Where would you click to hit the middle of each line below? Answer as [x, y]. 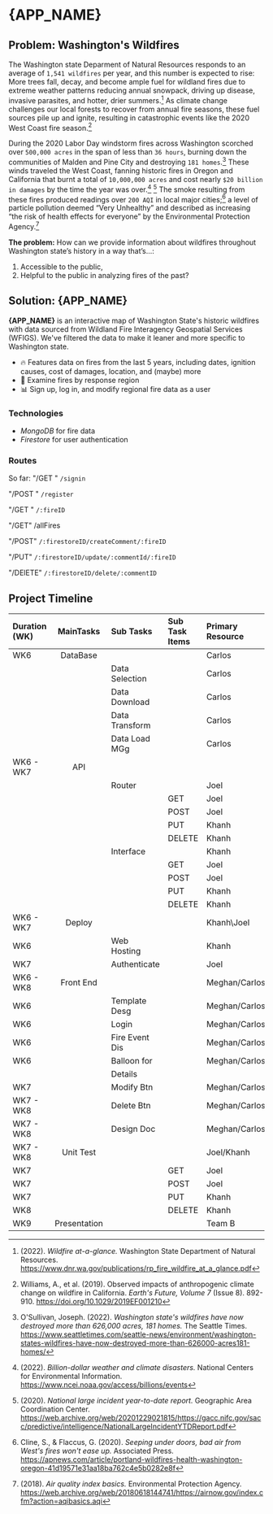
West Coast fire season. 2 [50, 127]
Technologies [36, 413]
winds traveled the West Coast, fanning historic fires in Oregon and [121, 170]
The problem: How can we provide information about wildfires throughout [132, 242]
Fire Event [130, 1038]
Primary [222, 626]
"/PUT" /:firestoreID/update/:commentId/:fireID [92, 557]
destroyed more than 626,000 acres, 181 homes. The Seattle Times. [134, 1326]
